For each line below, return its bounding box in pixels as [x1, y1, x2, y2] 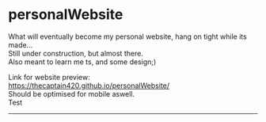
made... [8, 40, 33, 49]
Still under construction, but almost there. [8, 48, 144, 58]
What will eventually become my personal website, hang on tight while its [8, 32, 247, 41]
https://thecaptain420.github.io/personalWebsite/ [8, 81, 170, 90]
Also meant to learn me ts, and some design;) [8, 57, 157, 67]
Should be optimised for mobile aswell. [8, 89, 135, 98]
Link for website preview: [8, 72, 90, 82]
